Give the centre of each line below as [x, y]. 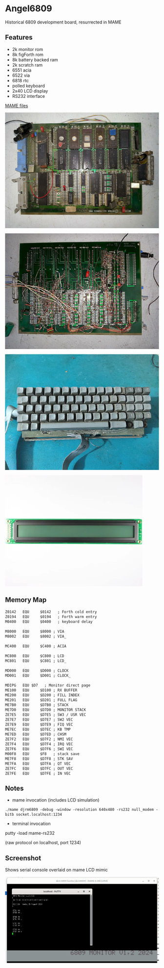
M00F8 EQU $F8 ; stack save [42, 754]
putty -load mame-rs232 [30, 833]
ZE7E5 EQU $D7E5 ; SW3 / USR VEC [46, 715]
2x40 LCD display [30, 91]
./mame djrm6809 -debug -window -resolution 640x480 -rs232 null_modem [79, 810]
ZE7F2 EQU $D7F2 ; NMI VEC [39, 739]
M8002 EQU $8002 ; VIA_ [36, 636]
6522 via [21, 75]
